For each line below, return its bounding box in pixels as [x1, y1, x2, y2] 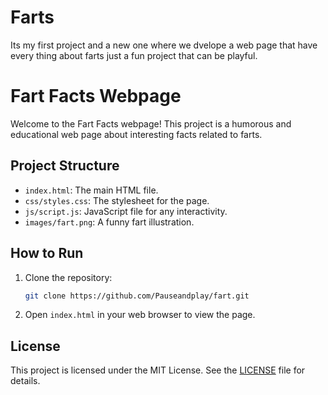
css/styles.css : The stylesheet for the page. [24, 194, 210, 206]
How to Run [10, 245, 84, 262]
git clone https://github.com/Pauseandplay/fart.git [24, 291, 250, 301]
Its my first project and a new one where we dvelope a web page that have [10, 39, 318, 51]
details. [10, 375, 41, 387]
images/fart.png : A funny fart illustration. [24, 216, 195, 228]
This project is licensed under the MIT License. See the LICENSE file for [10, 364, 306, 376]
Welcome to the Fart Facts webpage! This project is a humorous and [10, 117, 292, 130]
